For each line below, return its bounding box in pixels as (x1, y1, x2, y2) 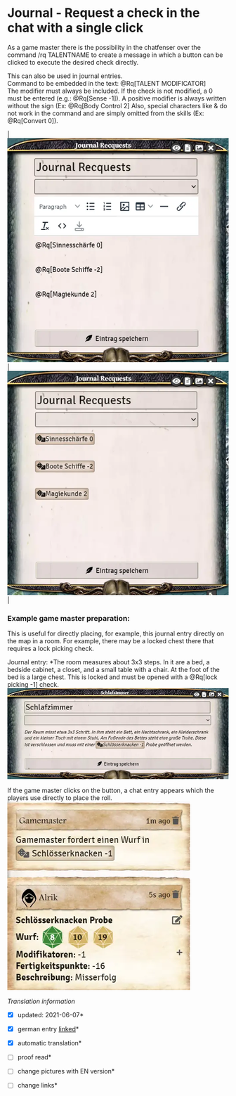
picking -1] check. (7, 681, 60, 689)
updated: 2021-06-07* (17, 1011, 84, 1019)
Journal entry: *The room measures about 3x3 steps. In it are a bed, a (7, 658, 210, 666)
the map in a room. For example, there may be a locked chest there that (7, 637, 214, 645)
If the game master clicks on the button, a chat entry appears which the (7, 786, 214, 795)
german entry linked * (17, 1025, 79, 1033)
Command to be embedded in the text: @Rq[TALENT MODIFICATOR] (7, 79, 206, 87)
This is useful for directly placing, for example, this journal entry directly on (7, 629, 225, 638)
